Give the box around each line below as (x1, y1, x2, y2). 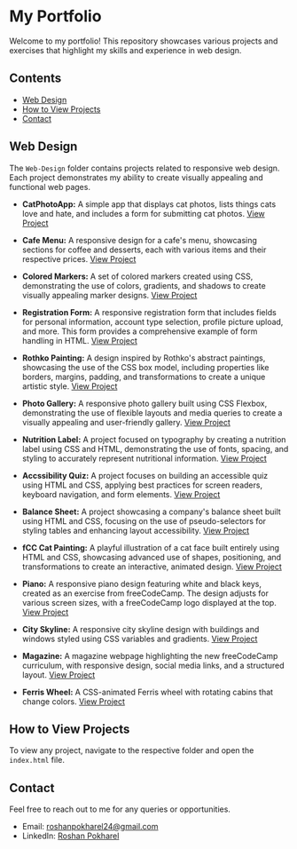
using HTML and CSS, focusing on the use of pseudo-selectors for (21, 515, 267, 526)
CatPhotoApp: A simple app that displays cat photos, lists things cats (21, 198, 277, 210)
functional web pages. (9, 181, 91, 192)
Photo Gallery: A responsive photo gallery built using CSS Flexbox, (21, 398, 268, 409)
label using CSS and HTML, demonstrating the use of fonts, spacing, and (21, 443, 289, 454)
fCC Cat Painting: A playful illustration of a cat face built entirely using (21, 542, 280, 552)
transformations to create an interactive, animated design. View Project (21, 561, 282, 572)
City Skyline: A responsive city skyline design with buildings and (21, 623, 260, 634)
